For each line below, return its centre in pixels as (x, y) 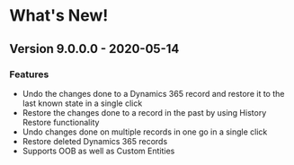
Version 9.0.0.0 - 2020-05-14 (94, 49)
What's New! (59, 16)
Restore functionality (61, 122)
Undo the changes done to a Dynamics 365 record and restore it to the (153, 93)
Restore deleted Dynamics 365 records (95, 141)
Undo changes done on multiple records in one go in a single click (145, 132)
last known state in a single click (82, 103)
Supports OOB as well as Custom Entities (98, 151)
